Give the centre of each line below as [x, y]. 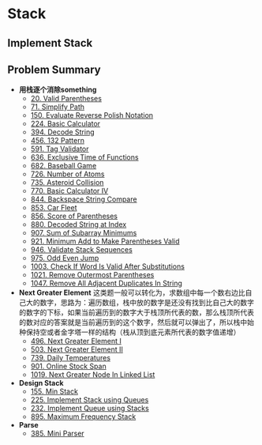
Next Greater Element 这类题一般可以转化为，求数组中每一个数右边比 [132, 292]
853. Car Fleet [54, 208]
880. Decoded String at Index [79, 224]
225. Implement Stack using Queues [90, 400]
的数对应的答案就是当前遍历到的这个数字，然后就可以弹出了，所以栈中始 [136, 322]
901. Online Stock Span [69, 366]
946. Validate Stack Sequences [82, 250]
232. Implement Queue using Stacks [90, 409]
